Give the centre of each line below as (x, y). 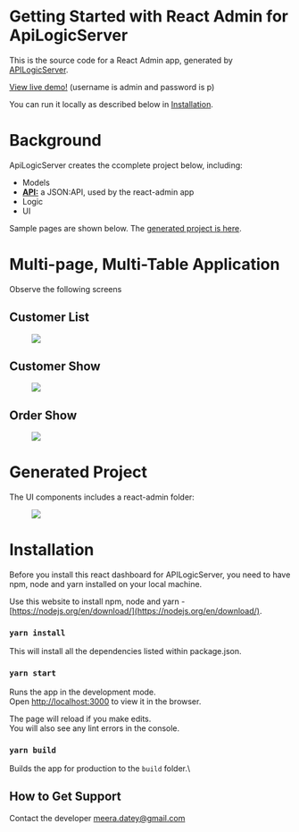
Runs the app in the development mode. (83, 692)
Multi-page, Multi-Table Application (145, 265)
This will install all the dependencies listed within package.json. (126, 651)
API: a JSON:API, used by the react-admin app (108, 192)
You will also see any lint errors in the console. (95, 728)
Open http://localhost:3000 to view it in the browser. (105, 701)
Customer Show (55, 367)
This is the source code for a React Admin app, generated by (121, 60)
